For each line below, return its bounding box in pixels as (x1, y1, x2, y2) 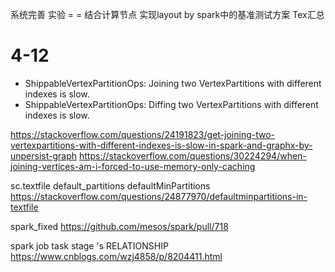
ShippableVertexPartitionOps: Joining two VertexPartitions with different (24, 77, 322, 89)
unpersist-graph (10, 149, 78, 162)
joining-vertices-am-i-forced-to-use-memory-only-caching (10, 160, 256, 172)
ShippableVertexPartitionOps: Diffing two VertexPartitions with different (24, 98, 319, 110)
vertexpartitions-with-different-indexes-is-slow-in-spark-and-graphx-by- (10, 139, 313, 151)
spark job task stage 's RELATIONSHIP (10, 239, 169, 252)
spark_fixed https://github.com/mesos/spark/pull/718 (10, 220, 229, 232)
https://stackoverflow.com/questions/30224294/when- (78, 149, 307, 162)
